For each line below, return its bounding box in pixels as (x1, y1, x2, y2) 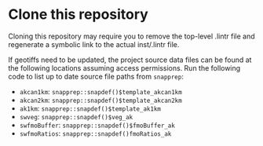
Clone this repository (8, 5, 149, 24)
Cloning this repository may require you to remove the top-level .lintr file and (8, 31, 255, 41)
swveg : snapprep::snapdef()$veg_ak (19, 111, 133, 121)
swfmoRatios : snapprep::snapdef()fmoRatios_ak (19, 128, 172, 138)
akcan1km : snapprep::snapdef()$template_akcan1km (19, 86, 182, 96)
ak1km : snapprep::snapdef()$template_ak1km (19, 104, 161, 113)
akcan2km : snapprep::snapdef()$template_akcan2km (19, 95, 182, 104)
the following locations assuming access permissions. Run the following (8, 63, 241, 72)
